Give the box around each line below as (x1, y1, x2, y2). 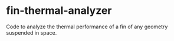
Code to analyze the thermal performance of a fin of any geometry (6, 23, 168, 30)
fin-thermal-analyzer (6, 4, 112, 17)
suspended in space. (6, 29, 57, 36)
